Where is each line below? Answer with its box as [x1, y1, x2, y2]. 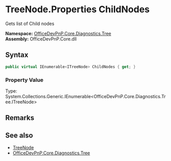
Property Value [5, 76, 44, 83]
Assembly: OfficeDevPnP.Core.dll [5, 36, 77, 42]
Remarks [5, 113, 35, 122]
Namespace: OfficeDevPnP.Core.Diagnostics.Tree [5, 30, 111, 36]
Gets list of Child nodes [5, 20, 55, 27]
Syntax [5, 51, 29, 59]
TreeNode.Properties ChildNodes [5, 4, 150, 15]
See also [5, 131, 33, 140]
